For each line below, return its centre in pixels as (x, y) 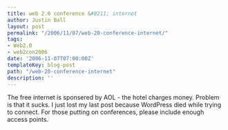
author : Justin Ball (37, 20)
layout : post (26, 26)
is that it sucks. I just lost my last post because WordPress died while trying (114, 105)
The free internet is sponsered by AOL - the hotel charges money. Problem (113, 98)
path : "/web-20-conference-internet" (61, 71)
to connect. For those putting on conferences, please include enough (106, 112)
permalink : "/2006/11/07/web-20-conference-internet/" (88, 33)
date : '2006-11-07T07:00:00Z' (51, 59)
